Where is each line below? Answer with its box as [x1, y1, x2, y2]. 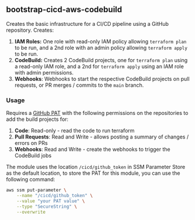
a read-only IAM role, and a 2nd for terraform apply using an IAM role [14, 63, 184, 70]
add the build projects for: [6, 116, 69, 123]
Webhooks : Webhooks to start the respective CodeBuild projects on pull [14, 75, 190, 82]
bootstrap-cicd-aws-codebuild [6, 5, 122, 15]
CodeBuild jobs [14, 152, 52, 159]
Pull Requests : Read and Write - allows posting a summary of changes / [14, 133, 189, 140]
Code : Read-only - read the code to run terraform [14, 127, 135, 134]
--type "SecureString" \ [16, 204, 77, 209]
